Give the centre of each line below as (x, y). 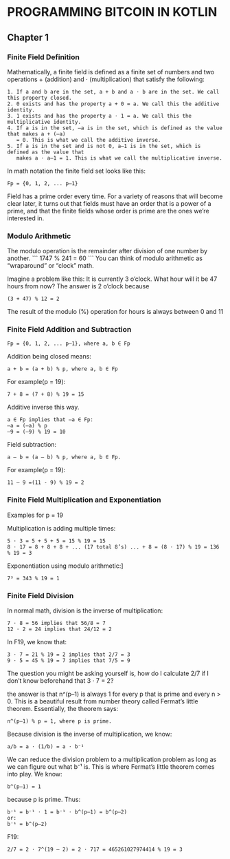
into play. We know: (35, 774)
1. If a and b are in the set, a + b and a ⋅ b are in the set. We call (113, 92)
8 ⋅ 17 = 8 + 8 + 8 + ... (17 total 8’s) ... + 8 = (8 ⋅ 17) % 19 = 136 (113, 547)
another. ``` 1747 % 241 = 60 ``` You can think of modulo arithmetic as (105, 258)
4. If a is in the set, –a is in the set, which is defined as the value (115, 128)
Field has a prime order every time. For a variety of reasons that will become (115, 196)
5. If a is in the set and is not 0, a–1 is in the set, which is (104, 146)
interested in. (26, 218)
